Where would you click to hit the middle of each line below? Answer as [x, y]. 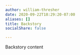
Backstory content [24, 47]
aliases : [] [18, 19]
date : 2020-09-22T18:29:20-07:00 [40, 14]
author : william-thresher [32, 10]
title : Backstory [23, 24]
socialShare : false [26, 28]
